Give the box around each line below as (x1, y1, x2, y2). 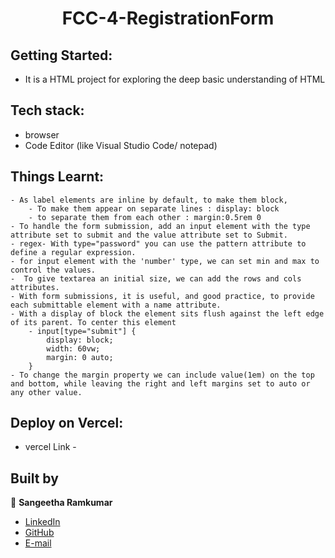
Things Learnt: (10, 168, 105, 186)
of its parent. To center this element (10, 317, 177, 327)
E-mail (24, 537, 52, 549)
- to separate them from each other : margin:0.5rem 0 (28, 212, 262, 222)
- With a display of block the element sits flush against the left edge (10, 308, 325, 319)
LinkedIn (24, 516, 61, 528)
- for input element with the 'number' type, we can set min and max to (10, 256, 320, 266)
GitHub (24, 527, 55, 539)
